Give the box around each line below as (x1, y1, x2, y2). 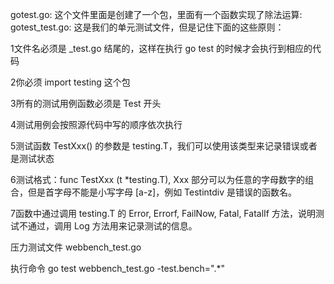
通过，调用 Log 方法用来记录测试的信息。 (27, 220, 198, 232)
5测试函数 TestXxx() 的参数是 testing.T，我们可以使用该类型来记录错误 (10, 140, 300, 152)
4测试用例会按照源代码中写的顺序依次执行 (10, 119, 183, 130)
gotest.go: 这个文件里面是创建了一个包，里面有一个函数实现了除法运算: (10, 9, 303, 20)
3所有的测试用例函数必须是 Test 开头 (10, 98, 162, 109)
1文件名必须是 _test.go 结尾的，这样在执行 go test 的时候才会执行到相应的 (10, 43, 313, 54)
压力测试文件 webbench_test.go (10, 241, 142, 253)
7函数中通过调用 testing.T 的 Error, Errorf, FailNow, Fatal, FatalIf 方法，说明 (10, 208, 316, 219)
